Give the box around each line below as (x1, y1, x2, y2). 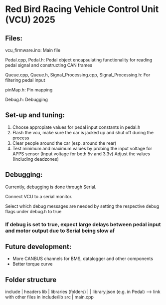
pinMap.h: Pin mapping (5, 87, 53, 93)
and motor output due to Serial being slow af (5, 227, 115, 234)
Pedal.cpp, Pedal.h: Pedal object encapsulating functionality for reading (5, 57, 153, 63)
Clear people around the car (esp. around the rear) (12, 140, 117, 146)
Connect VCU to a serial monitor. (5, 193, 73, 199)
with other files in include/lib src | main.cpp (5, 294, 94, 300)
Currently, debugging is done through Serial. (5, 184, 97, 190)
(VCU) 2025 (5, 14, 56, 25)
